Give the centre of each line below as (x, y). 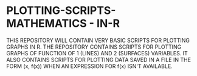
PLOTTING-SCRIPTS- (61, 11)
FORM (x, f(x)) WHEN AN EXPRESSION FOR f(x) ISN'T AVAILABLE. (90, 66)
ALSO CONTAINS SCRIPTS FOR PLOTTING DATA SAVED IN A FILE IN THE (99, 60)
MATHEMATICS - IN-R (63, 23)
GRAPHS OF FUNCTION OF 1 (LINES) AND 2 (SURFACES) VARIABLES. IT (97, 53)
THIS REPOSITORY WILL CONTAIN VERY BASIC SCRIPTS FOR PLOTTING (98, 40)
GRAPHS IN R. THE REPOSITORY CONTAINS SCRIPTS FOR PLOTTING (94, 47)
